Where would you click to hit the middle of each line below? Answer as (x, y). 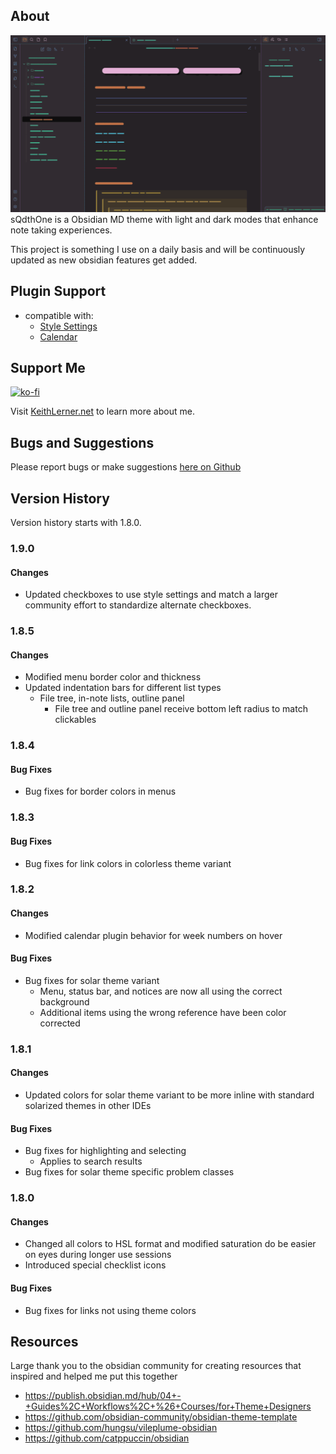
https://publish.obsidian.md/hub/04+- (103, 1396)
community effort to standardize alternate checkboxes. (138, 605)
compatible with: (59, 315)
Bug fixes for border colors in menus (100, 791)
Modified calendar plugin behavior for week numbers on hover (153, 935)
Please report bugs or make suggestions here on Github (126, 467)
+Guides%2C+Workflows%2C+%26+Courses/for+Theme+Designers (168, 1406)
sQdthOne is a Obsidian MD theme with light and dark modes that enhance (164, 219)
